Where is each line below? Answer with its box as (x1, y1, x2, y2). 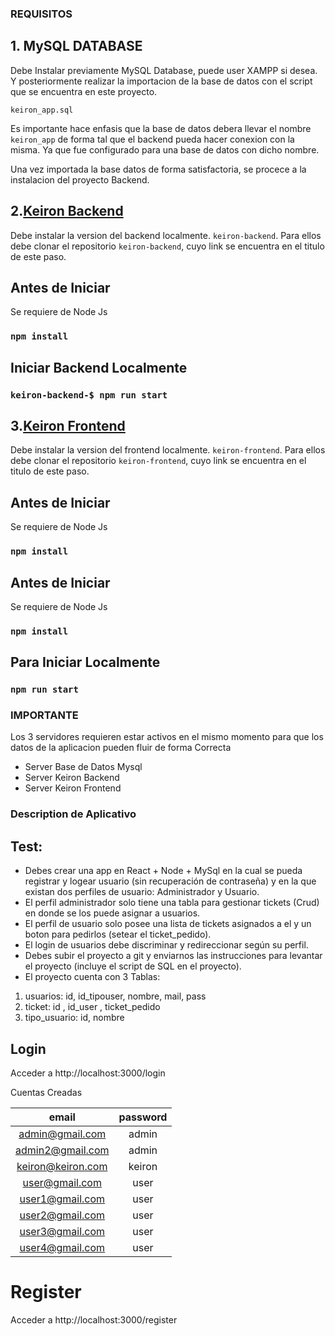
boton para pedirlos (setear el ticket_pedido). (24, 928, 212, 941)
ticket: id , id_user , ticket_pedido (24, 1001, 161, 1013)
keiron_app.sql (10, 105, 74, 115)
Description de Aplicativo (10, 807, 137, 821)
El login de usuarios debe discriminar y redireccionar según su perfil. (24, 939, 309, 951)
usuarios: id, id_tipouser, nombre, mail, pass (24, 990, 207, 1002)
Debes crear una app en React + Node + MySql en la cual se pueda (24, 865, 303, 877)
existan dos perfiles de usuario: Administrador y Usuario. (24, 886, 260, 898)
